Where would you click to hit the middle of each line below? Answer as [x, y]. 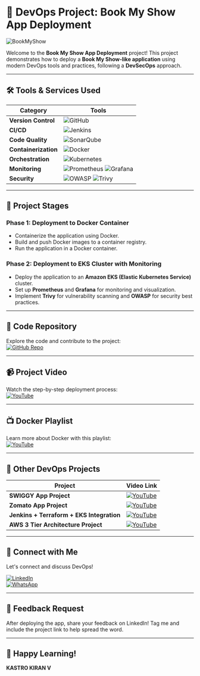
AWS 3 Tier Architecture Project [56, 525]
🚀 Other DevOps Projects [53, 469]
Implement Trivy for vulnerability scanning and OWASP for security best [104, 296]
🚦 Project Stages [37, 206]
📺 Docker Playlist [40, 421]
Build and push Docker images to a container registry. [81, 242]
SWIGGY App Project [40, 496]
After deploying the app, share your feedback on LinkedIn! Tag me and [93, 623]
